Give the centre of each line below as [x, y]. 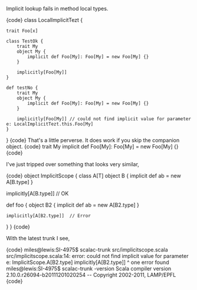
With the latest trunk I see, [38, 238]
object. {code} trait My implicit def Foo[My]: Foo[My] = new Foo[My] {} [92, 146]
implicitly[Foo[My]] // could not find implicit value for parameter [104, 119]
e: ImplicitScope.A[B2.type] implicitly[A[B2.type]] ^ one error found [88, 262]
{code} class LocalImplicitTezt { [45, 20]
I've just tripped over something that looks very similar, [73, 164]
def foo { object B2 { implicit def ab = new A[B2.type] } [73, 205]
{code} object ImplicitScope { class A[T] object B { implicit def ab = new [93, 176]
